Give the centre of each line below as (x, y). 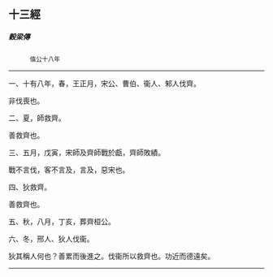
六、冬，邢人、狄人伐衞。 (51, 239)
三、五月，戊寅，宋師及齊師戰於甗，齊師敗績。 (87, 153)
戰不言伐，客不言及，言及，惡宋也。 (69, 170)
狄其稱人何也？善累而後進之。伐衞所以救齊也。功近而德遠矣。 (112, 256)
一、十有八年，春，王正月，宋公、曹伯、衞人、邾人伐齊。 (104, 84)
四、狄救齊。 (30, 187)
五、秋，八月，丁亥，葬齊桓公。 (62, 222)
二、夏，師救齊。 (37, 118)
